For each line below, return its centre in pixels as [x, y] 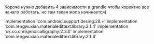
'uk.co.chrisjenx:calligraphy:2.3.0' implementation [54, 31]
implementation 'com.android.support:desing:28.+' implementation [71, 21]
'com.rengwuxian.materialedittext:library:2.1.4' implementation [66, 26]
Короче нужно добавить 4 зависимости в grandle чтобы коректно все [77, 7]
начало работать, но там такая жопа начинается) [56, 12]
